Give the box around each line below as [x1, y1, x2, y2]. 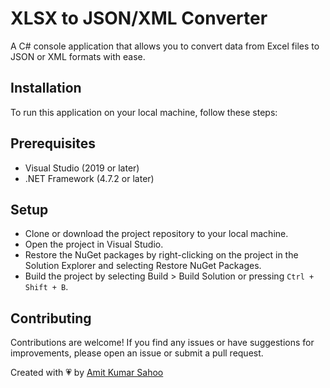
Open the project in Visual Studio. [24, 238, 164, 251]
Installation [10, 80, 82, 97]
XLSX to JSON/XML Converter [10, 7, 268, 30]
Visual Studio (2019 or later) [24, 162, 140, 174]
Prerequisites [10, 135, 96, 152]
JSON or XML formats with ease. [10, 50, 146, 62]
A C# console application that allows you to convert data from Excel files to [10, 40, 320, 52]
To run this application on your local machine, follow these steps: [10, 106, 278, 118]
